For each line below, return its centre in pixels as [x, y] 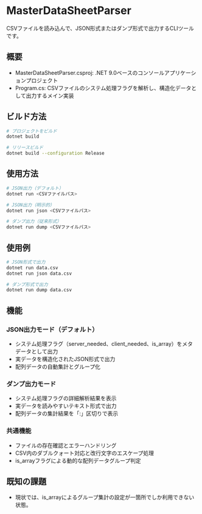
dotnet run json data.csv [39, 273]
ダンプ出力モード [31, 384]
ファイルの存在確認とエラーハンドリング [66, 445]
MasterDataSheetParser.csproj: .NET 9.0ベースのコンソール [90, 72]
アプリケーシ [180, 72]
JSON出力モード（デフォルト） [52, 329]
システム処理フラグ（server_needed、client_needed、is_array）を [99, 344]
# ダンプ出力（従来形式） [34, 222]
